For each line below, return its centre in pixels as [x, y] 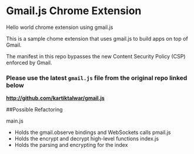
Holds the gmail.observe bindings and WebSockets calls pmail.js [93, 132]
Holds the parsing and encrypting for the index [71, 145]
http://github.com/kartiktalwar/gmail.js [55, 98]
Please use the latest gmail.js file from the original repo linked [97, 78]
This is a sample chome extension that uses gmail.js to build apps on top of [97, 38]
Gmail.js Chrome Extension [74, 11]
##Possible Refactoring [34, 110]
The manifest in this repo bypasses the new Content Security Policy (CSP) [96, 56]
